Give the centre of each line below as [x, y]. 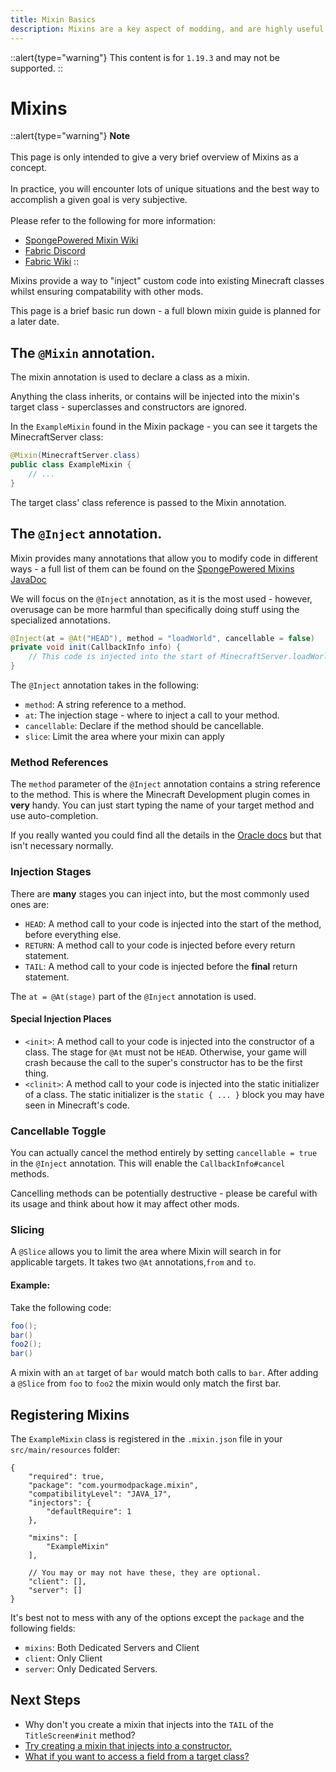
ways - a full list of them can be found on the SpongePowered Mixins [152, 568]
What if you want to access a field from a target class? [137, 1756]
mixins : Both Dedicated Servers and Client [112, 1647]
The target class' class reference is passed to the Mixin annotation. [148, 502]
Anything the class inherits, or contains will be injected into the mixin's [155, 397]
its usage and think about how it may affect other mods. [125, 1204]
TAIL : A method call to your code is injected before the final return [161, 966]
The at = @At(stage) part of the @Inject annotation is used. [133, 996]
